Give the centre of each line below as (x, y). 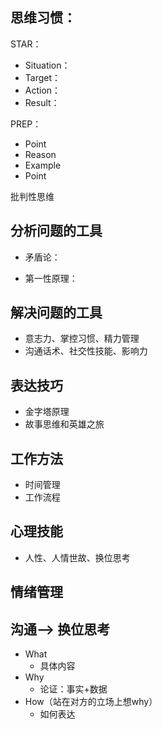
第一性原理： (51, 278)
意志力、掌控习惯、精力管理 (82, 339)
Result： (42, 102)
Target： (43, 77)
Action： (43, 90)
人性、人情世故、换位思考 (77, 557)
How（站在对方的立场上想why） (91, 702)
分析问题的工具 (56, 231)
